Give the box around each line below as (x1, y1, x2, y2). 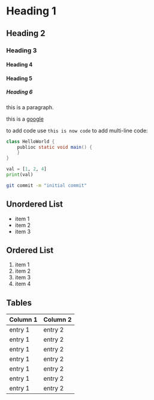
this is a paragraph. (6, 103, 54, 111)
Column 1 (9, 315, 38, 324)
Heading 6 (6, 88, 33, 95)
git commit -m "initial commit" (6, 182, 87, 189)
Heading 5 (6, 74, 33, 82)
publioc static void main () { (17, 144, 93, 150)
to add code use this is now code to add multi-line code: (6, 127, 148, 134)
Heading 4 (6, 61, 33, 68)
